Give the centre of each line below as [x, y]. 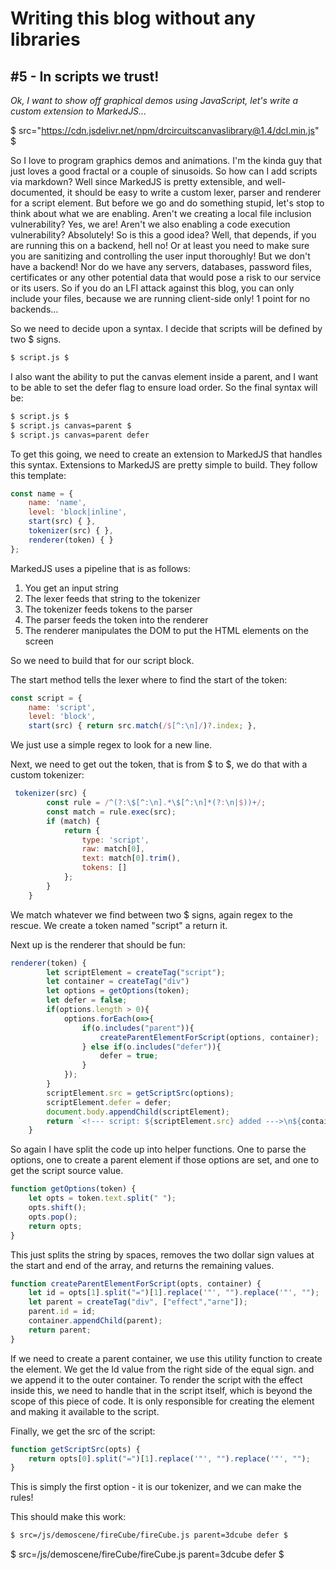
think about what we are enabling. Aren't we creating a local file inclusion [161, 213]
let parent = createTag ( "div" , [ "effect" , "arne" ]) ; [138, 1302]
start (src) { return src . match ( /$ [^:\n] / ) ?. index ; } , [142, 726]
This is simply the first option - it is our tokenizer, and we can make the [156, 1487]
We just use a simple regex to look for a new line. [111, 745]
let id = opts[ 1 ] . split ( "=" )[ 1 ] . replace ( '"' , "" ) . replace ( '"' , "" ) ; [174, 1293]
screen [39, 641]
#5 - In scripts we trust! [85, 76]
